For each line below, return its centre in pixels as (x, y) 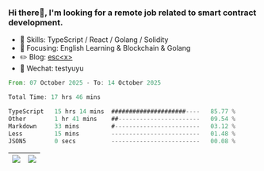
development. (36, 22)
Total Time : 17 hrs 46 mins (55, 97)
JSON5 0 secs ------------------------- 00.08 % (122, 141)
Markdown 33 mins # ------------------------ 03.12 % (122, 126)
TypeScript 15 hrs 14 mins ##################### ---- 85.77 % (122, 112)
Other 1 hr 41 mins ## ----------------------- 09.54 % (122, 119)
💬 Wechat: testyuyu (52, 68)
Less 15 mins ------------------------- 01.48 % (122, 134)
